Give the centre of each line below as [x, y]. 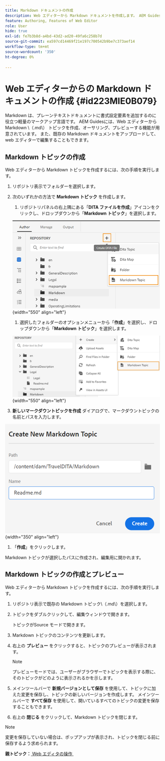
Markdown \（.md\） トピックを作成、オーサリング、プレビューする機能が [80, 128]
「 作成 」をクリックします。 [40, 547]
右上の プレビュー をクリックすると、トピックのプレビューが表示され [82, 646]
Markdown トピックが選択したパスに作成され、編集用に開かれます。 [74, 557]
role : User [16, 26]
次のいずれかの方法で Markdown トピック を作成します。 [70, 197]
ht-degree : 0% [20, 57]
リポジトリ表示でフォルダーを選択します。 [55, 186]
